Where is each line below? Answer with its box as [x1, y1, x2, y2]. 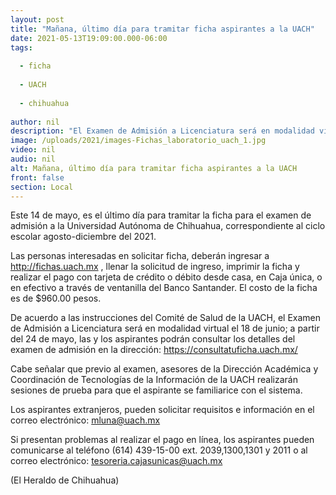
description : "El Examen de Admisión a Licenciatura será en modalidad [10, 126, 315, 136]
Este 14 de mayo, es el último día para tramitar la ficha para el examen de [10, 209, 312, 221]
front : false [10, 172, 65, 183]
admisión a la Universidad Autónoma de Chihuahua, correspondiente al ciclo [10, 220, 326, 232]
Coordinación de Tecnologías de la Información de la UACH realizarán [10, 374, 298, 386]
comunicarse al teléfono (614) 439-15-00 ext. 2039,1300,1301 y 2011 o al [10, 444, 308, 456]
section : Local [10, 182, 74, 192]
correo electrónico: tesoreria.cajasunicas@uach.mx [10, 455, 223, 467]
